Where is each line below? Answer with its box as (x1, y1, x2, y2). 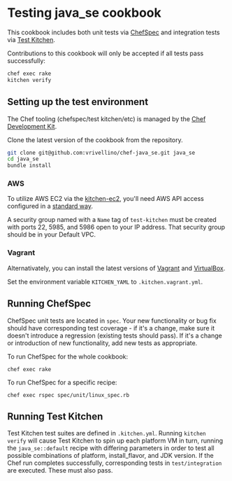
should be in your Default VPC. (7, 230, 96, 239)
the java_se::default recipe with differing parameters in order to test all (7, 444, 215, 452)
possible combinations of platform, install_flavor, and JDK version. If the (7, 452, 215, 460)
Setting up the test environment (7, 96, 149, 108)
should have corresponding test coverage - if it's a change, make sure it (7, 323, 215, 332)
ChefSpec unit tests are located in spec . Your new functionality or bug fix (7, 316, 217, 325)
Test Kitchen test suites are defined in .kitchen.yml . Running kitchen (7, 429, 206, 438)
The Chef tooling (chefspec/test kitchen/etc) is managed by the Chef (7, 114, 206, 123)
